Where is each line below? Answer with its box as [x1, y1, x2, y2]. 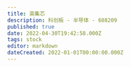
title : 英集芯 [7, 10, 46, 17]
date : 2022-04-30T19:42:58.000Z [7, 29, 102, 37]
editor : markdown [7, 43, 58, 50]
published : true [7, 23, 55, 30]
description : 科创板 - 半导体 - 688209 [7, 17, 118, 24]
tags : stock [7, 36, 42, 43]
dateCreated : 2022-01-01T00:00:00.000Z [7, 50, 124, 57]
